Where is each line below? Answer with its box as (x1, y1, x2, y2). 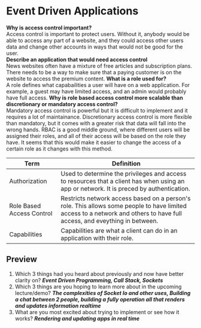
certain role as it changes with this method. (6, 145, 112, 152)
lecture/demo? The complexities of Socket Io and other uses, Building (14, 289, 191, 296)
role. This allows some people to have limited (60, 201, 187, 210)
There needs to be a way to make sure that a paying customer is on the (6, 68, 182, 76)
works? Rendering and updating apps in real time (14, 315, 140, 322)
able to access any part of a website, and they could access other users (6, 37, 184, 44)
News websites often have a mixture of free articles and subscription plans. (6, 62, 193, 70)
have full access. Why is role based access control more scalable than (6, 94, 184, 101)
